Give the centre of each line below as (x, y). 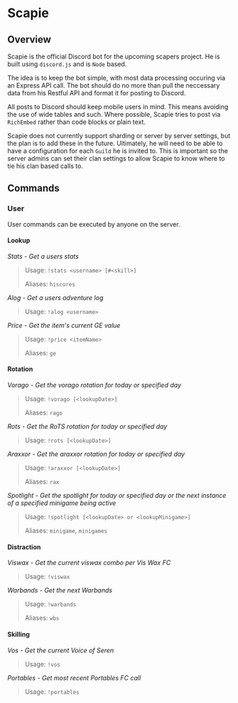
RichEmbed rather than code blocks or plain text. (76, 122)
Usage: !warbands (50, 604)
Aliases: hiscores (50, 283)
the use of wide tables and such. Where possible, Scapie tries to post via (114, 114)
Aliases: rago (43, 413)
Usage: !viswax (47, 577)
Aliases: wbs (42, 618)
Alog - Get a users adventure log (55, 298)
